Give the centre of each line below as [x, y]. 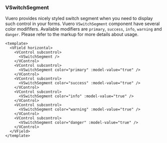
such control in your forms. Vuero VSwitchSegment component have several [82, 24]
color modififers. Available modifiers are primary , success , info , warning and [83, 29]
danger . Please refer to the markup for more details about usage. [72, 35]
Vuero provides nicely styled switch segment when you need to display [79, 19]
